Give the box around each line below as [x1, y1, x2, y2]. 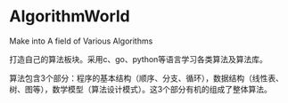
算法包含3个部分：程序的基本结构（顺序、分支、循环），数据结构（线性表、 [9, 73, 284, 83]
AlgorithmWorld [9, 6, 131, 27]
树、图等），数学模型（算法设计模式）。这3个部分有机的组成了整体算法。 [9, 83, 272, 94]
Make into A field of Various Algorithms [9, 36, 153, 46]
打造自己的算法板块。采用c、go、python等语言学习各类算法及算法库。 [9, 53, 267, 64]
